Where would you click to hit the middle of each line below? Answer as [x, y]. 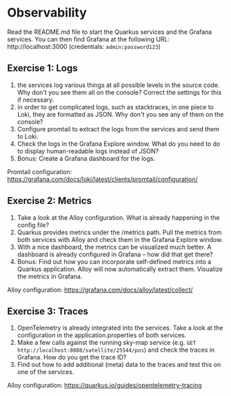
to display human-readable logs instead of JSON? [88, 151]
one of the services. [46, 372]
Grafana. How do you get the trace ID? [72, 357]
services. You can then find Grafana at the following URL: [89, 39]
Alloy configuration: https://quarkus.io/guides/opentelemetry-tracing [104, 386]
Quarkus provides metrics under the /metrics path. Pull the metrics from [119, 232]
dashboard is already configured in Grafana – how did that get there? [115, 254]
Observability [47, 13]
